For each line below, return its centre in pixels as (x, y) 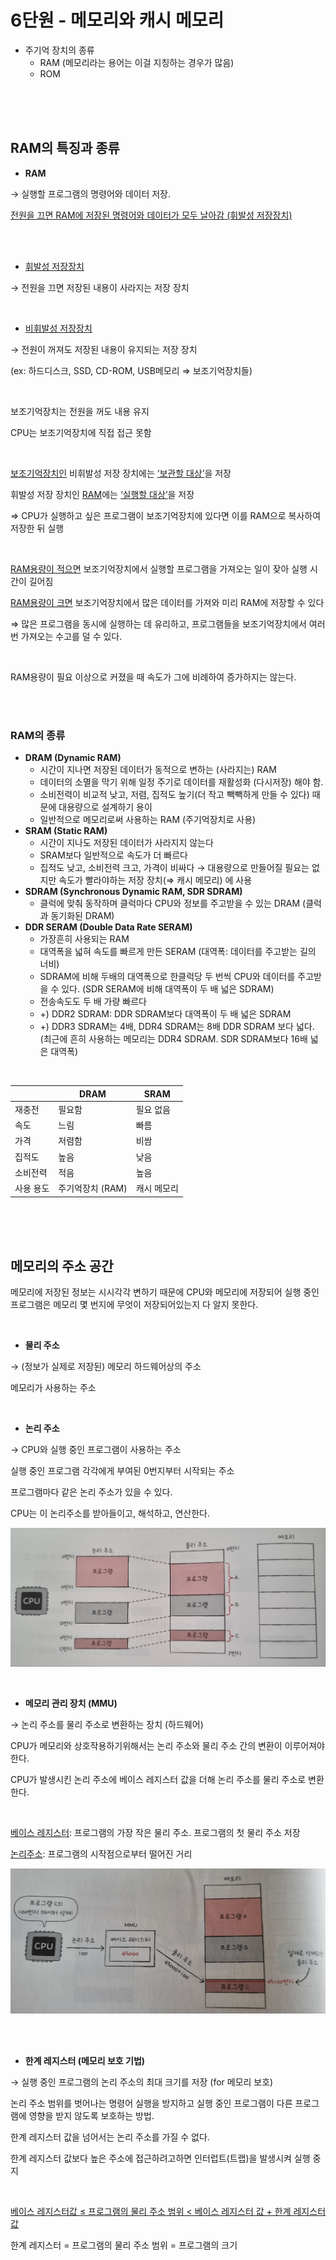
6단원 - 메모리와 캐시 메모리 (117, 20)
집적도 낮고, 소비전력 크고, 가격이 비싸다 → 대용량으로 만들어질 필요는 (174, 868)
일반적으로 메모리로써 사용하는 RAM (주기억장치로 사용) (148, 820)
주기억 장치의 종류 (59, 50)
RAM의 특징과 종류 (65, 148)
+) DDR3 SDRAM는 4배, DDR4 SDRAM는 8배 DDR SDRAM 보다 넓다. (177, 1027)
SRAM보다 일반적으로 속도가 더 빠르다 (113, 855)
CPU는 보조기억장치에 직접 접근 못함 (81, 432)
